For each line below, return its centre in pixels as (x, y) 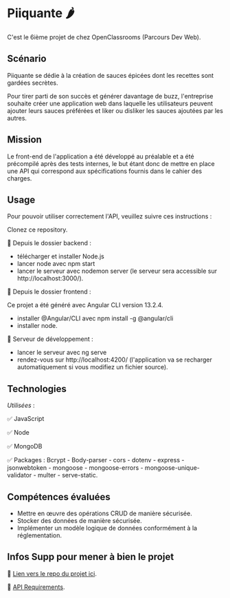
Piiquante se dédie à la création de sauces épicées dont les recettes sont (111, 75)
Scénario (27, 59)
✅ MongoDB (25, 446)
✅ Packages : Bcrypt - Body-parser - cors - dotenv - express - (96, 460)
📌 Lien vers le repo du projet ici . (52, 573)
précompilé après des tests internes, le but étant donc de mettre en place (111, 163)
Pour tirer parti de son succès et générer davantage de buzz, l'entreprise (111, 96)
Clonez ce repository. (37, 230)
